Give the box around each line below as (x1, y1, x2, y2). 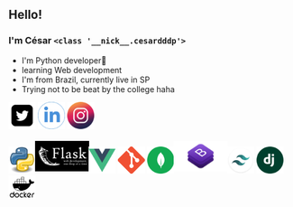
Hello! (8, 7, 42, 23)
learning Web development (21, 64, 123, 75)
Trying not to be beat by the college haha (21, 83, 175, 94)
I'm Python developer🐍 (21, 54, 107, 66)
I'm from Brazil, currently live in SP (21, 74, 151, 85)
